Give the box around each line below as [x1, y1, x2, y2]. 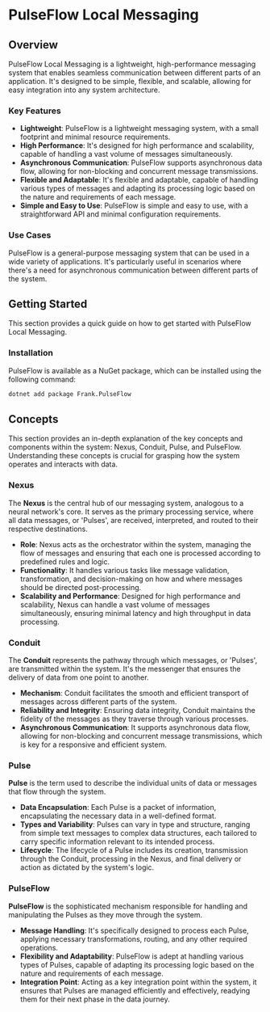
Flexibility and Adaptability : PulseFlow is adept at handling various [19, 951, 244, 961]
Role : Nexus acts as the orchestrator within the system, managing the [19, 539, 251, 549]
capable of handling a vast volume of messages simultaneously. [19, 150, 234, 159]
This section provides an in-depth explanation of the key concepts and [8, 434, 243, 444]
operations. [19, 942, 59, 952]
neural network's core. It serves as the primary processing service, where [8, 507, 254, 517]
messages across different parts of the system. [19, 697, 177, 706]
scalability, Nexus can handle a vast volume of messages [19, 600, 210, 609]
